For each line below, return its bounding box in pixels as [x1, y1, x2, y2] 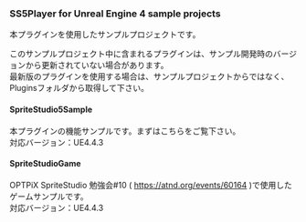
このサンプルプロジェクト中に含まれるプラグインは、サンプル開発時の [9, 48, 274, 59]
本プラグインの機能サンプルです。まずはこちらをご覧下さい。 [9, 126, 241, 136]
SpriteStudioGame [9, 158, 81, 169]
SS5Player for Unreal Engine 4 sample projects [9, 7, 221, 20]
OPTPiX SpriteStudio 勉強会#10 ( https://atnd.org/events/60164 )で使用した [9, 179, 292, 190]
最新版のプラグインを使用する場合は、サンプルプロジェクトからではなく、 [9, 71, 290, 82]
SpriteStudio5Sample [9, 104, 93, 115]
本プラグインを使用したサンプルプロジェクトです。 [9, 29, 201, 40]
